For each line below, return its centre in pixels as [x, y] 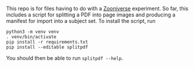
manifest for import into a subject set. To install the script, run [81, 21]
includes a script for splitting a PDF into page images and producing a [91, 15]
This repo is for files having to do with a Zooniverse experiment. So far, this [97, 9]
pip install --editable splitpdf [47, 47]
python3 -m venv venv [33, 32]
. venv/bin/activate [32, 37]
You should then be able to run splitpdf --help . [65, 58]
